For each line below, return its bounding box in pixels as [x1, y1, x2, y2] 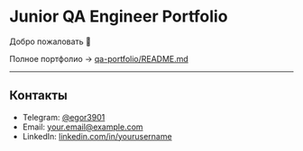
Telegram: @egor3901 [22, 111, 106, 122]
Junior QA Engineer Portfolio [9, 6, 228, 27]
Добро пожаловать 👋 [9, 36, 92, 47]
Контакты [9, 88, 68, 103]
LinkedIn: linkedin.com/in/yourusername [22, 130, 173, 141]
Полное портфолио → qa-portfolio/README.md [9, 53, 189, 64]
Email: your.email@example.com [22, 121, 143, 132]
